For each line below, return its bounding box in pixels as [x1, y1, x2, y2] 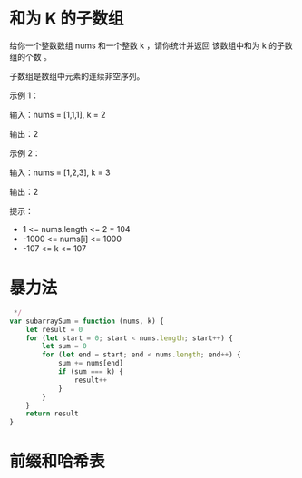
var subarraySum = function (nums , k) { [9, 317, 165, 326]
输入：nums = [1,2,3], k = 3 [9, 167, 111, 178]
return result [25, 409, 79, 418]
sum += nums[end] [57, 359, 124, 368]
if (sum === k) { [57, 367, 124, 376]
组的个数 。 [9, 51, 52, 62]
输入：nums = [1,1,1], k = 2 [9, 109, 106, 120]
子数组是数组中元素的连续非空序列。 [9, 70, 145, 82]
